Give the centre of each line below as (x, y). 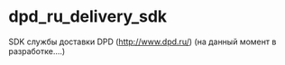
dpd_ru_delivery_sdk (88, 17)
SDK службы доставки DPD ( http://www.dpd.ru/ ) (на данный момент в (142, 42)
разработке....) (37, 51)
